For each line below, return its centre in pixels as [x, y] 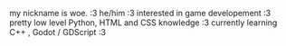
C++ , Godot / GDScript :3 [58, 32]
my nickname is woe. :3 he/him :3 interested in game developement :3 [140, 13]
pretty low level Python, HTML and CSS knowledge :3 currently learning [143, 23]
